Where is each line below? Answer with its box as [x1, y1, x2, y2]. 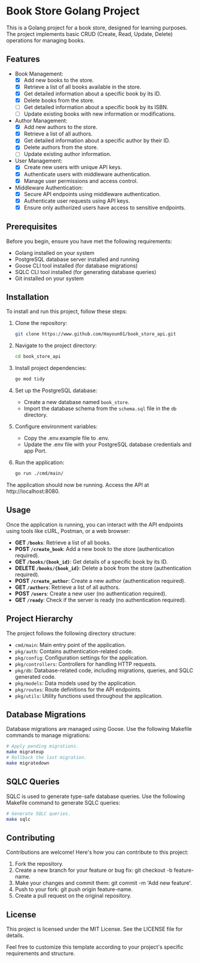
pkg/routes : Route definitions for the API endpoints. [14, 685, 142, 693]
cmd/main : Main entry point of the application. [14, 641, 126, 648]
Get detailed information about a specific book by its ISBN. [23, 104, 169, 110]
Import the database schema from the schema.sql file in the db [23, 405, 177, 412]
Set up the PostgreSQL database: [14, 387, 98, 394]
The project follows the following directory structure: [6, 630, 136, 637]
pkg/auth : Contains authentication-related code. [14, 648, 134, 655]
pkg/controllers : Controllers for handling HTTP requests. [14, 660, 157, 667]
